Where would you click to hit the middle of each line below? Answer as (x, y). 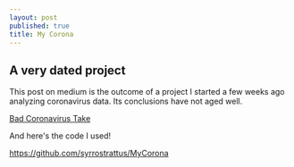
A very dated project (67, 70)
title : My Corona (42, 34)
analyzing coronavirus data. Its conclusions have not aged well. (126, 101)
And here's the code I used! (60, 136)
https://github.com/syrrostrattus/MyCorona (89, 154)
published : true (39, 26)
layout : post (34, 17)
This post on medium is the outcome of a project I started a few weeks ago (147, 92)
